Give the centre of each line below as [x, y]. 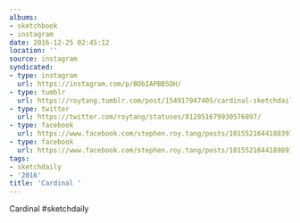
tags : [19, 158]
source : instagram [43, 59]
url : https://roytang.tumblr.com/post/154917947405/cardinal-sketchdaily [157, 100]
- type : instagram [43, 76]
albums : [24, 17]
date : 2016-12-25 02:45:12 [59, 42]
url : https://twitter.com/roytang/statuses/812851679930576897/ [139, 117]
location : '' [33, 51]
